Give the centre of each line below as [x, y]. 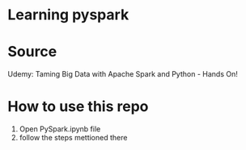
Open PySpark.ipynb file [60, 129]
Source [32, 52]
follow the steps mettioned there [73, 138]
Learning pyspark [68, 15]
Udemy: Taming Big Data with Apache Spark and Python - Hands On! [123, 74]
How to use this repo [78, 107]
